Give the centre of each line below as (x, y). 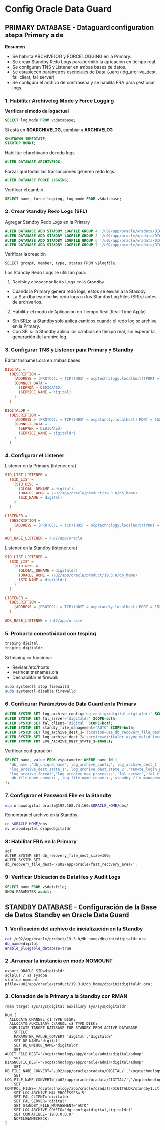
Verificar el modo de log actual (37, 111)
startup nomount (22, 980)
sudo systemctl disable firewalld (41, 691)
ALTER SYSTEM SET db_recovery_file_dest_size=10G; (58, 856)
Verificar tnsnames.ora (35, 672)
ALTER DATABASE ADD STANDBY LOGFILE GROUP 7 (51, 245)
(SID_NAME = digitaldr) (42, 580)
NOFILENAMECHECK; (32, 1119)
